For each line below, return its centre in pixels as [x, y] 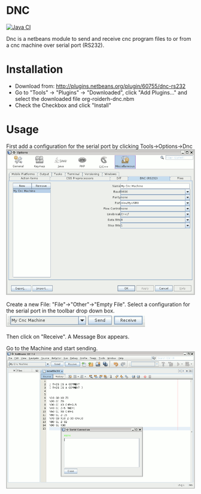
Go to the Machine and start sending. [52, 348]
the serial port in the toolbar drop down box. [60, 311]
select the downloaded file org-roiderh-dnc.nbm [74, 99]
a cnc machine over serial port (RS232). [55, 45]
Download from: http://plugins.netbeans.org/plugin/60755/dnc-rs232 [100, 86]
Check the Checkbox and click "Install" [63, 105]
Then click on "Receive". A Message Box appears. [68, 337]
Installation [35, 69]
